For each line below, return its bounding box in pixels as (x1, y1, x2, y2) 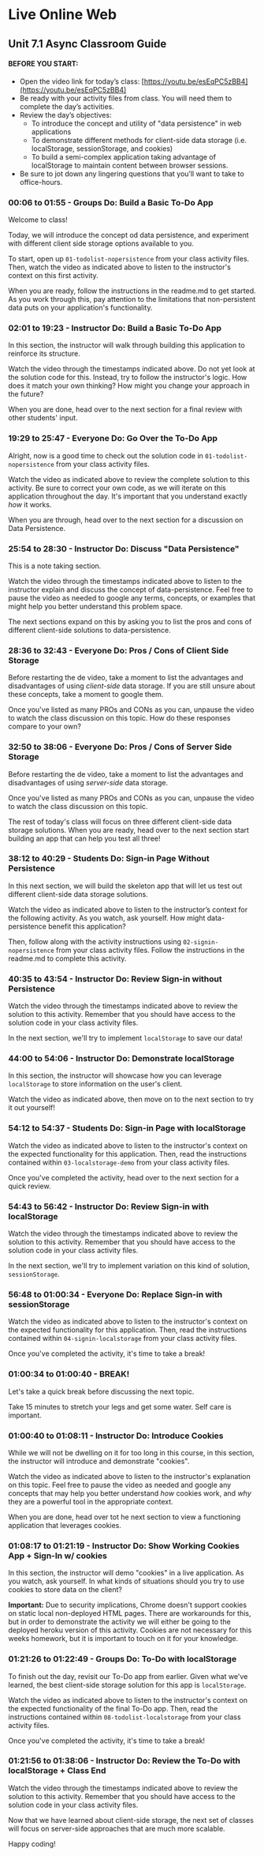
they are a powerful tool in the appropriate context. (8, 1496, 173, 1506)
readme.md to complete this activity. (8, 954, 127, 963)
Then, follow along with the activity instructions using (8, 936, 182, 946)
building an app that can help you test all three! (8, 834, 161, 843)
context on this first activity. (8, 271, 99, 280)
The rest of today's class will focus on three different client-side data (8, 816, 232, 826)
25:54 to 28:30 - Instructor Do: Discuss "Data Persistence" (8, 543, 240, 554)
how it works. (8, 499, 52, 509)
